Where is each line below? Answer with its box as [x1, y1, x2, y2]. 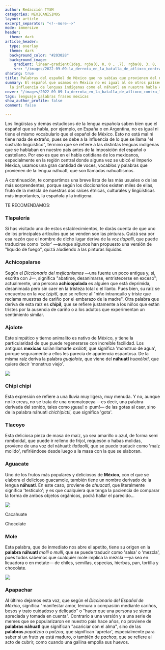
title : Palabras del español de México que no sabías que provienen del [5, 76, 157, 80]
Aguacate [5, 461, 29, 468]
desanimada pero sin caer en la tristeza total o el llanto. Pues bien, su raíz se [5, 286, 160, 291]
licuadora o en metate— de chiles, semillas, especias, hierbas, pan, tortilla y [5, 560, 159, 566]
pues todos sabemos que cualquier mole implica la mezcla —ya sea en [5, 555, 149, 561]
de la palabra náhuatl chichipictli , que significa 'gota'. [5, 409, 113, 415]
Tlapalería [5, 214, 30, 221]
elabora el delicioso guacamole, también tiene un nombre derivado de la [5, 477, 151, 483]
